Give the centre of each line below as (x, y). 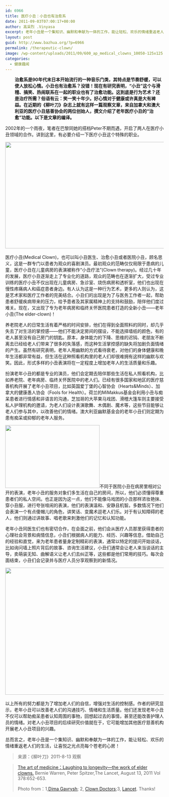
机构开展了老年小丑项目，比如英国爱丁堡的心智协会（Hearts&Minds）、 (82, 386)
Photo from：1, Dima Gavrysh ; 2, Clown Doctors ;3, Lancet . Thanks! (87, 789)
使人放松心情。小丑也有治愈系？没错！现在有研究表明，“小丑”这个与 (86, 86)
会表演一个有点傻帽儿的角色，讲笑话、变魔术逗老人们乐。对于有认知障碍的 (82, 512)
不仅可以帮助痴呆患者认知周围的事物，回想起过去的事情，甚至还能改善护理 (82, 716)
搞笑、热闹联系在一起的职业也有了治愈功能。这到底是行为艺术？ (90, 92)
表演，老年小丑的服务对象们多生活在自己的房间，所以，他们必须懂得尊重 (89, 493)
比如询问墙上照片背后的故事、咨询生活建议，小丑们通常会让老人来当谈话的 (82, 548)
